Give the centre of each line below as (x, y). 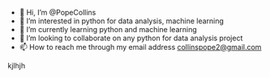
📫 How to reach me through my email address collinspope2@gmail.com (140, 47)
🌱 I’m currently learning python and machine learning (108, 29)
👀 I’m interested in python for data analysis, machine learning (122, 21)
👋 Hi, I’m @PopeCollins (58, 12)
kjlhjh (17, 66)
